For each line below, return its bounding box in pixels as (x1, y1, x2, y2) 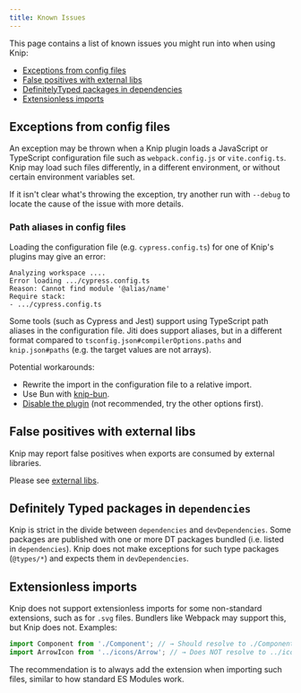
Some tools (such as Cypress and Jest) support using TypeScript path (9, 315, 269, 326)
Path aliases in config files (9, 221, 126, 233)
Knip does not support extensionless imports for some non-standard (9, 603, 262, 614)
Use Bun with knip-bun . (21, 388, 110, 399)
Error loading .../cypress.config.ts (9, 276, 150, 285)
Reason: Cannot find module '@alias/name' (9, 284, 170, 293)
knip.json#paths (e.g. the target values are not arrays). (9, 344, 212, 355)
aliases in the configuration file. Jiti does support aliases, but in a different (9, 325, 282, 336)
